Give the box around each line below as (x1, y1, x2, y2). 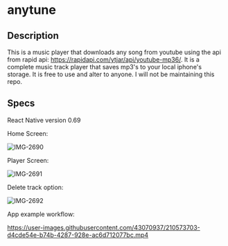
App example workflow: (7, 210, 75, 218)
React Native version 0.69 (7, 116, 81, 124)
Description (7, 30, 59, 42)
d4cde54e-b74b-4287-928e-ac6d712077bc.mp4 (7, 231, 149, 239)
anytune (7, 2, 57, 18)
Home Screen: (7, 129, 49, 137)
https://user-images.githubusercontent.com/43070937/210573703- (7, 223, 201, 231)
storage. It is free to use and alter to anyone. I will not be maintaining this (7, 70, 215, 78)
